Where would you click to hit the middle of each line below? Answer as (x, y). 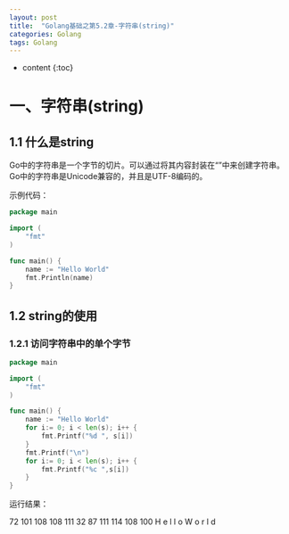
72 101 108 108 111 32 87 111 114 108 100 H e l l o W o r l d (112, 522)
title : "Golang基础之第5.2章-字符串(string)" (92, 26)
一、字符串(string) (77, 107)
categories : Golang (45, 34)
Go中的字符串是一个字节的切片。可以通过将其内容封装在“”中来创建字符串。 (147, 165)
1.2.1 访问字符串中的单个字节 (70, 343)
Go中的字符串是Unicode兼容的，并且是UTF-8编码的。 (108, 177)
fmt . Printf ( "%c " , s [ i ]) (85, 469)
